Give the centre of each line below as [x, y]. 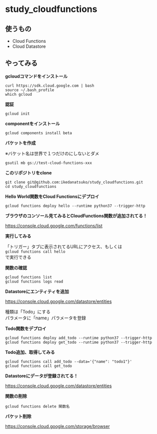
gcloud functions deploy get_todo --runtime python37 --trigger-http [79, 342]
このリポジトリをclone [29, 172]
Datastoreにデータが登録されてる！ [42, 376]
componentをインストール [33, 124]
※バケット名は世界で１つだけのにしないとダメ [52, 153]
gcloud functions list [29, 277]
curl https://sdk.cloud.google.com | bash [50, 86]
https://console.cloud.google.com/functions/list [54, 226]
